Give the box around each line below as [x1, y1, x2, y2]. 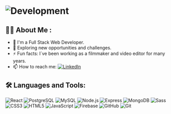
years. [12, 58, 27, 64]
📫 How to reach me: [12, 64, 57, 69]
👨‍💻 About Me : [5, 26, 52, 34]
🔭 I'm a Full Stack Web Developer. [12, 39, 85, 45]
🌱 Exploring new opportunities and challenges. [12, 45, 112, 51]
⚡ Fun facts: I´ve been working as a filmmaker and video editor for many [12, 50, 165, 56]
